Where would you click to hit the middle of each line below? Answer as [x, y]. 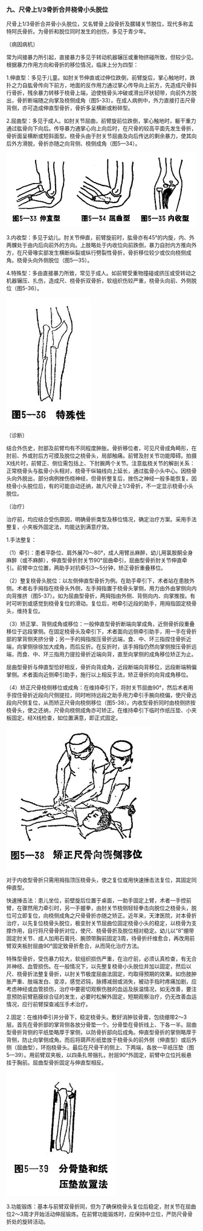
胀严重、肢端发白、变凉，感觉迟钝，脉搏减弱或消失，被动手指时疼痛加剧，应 [101, 981]
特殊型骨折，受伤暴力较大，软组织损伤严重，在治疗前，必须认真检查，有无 [99, 958]
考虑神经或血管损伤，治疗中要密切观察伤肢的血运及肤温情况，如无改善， [96, 989]
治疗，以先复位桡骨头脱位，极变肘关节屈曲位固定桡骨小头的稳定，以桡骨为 [99, 923]
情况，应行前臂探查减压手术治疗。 [49, 1004]
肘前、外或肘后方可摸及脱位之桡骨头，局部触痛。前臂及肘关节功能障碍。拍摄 [101, 456]
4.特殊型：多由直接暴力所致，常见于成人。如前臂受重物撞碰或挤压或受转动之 [101, 273]
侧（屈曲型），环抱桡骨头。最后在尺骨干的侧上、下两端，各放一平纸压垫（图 [100, 1047]
